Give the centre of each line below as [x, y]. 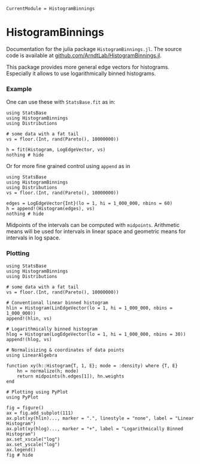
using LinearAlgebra [32, 355]
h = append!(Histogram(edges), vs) [51, 209]
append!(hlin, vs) [29, 318]
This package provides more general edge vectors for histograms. [88, 67]
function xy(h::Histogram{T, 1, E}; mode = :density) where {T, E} [92, 366]
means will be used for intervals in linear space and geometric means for [96, 232]
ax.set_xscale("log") [33, 439]
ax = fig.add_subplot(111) [40, 413]
